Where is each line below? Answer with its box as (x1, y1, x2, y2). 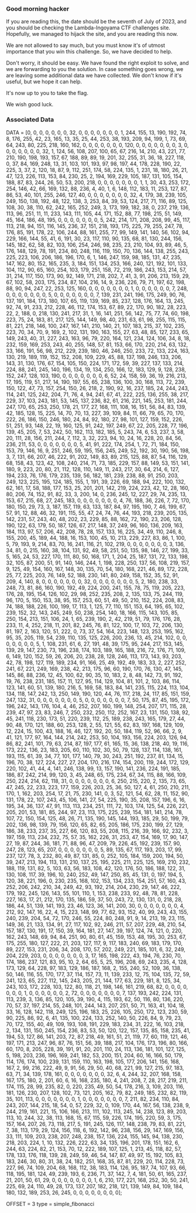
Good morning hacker (6, 5, 70, 13)
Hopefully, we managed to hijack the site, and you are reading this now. (6, 31, 178, 38)
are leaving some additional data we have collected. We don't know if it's (6, 72, 182, 79)
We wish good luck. (6, 101, 54, 108)
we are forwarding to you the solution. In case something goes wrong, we (6, 66, 184, 73)
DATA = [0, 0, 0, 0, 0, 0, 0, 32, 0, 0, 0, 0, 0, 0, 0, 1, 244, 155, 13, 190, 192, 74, (6, 129, 187, 136)
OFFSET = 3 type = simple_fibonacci (6, 1200, 95, 1207)
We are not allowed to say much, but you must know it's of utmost (6, 42, 166, 49)
